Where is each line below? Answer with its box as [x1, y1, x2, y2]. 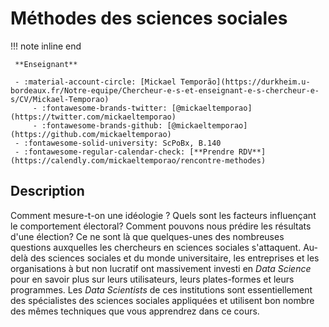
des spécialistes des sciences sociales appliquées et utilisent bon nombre [10, 294, 315, 306]
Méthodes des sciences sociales [10, 7, 288, 30]
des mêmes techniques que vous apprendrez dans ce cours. [10, 305, 260, 317]
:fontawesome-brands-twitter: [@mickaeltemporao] [41, 103, 253, 113]
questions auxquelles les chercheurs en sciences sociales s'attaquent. [10, 241, 302, 253]
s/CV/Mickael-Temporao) [10, 94, 110, 104]
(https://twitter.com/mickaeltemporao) [10, 112, 177, 122]
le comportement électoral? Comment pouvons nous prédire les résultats [10, 220, 312, 232]
